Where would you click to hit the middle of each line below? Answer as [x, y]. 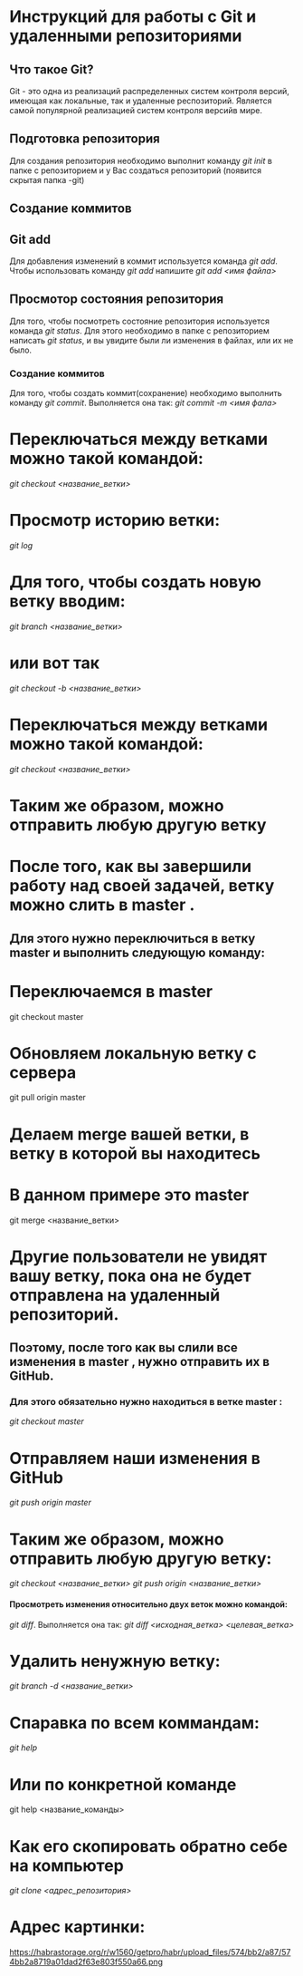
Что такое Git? [52, 69]
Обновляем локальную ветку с [133, 1053]
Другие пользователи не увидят [138, 1256]
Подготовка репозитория [85, 139]
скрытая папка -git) [47, 179]
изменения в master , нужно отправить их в [139, 1362]
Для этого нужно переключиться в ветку [133, 939]
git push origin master [51, 1503]
